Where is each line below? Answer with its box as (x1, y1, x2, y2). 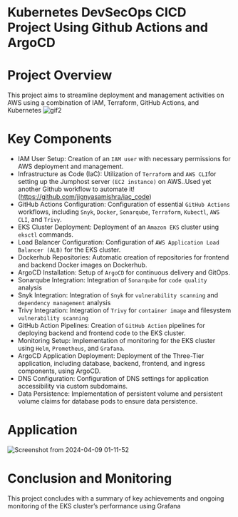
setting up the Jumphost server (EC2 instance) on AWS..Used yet (17, 178, 212, 186)
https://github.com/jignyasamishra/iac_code (20, 193, 150, 201)
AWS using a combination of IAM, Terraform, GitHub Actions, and (7, 98, 200, 107)
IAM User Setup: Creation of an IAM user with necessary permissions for (17, 155, 231, 163)
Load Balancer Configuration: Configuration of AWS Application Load (17, 238, 219, 247)
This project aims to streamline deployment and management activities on (7, 91, 224, 100)
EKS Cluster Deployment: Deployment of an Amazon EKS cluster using (17, 222, 219, 232)
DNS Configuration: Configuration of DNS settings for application (17, 374, 209, 383)
